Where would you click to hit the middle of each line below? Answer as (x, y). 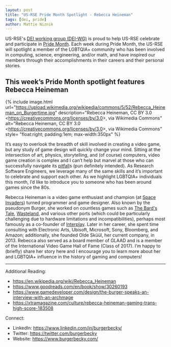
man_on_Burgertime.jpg (30, 113)
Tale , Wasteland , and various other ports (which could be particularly (78, 214)
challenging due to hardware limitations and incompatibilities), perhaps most (85, 219)
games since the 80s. (28, 187)
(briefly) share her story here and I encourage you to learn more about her (83, 251)
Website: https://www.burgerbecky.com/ (55, 339)
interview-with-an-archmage (43, 298)
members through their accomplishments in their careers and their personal (84, 60)
